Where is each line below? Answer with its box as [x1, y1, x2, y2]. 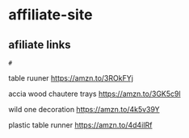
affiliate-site [8, 6, 93, 24]
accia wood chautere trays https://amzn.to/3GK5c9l [8, 89, 181, 98]
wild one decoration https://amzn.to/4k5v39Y [8, 105, 160, 114]
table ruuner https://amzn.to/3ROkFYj [8, 73, 133, 82]
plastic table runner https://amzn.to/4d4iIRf [8, 120, 153, 130]
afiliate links [8, 38, 71, 52]
